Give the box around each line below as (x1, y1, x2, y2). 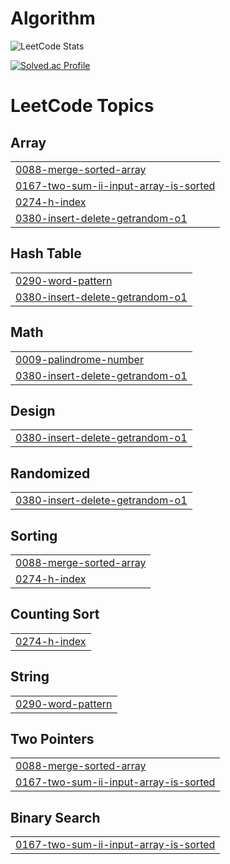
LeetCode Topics (10, 95, 155, 117)
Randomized (10, 465, 91, 482)
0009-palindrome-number (15, 352, 144, 366)
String (10, 668, 50, 686)
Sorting (10, 527, 58, 544)
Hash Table (10, 245, 82, 262)
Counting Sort (10, 606, 100, 623)
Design (10, 402, 56, 419)
